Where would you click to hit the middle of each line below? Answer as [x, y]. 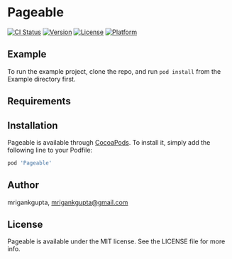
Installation [33, 125]
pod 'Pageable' [30, 163]
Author [23, 185]
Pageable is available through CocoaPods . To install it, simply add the [109, 142]
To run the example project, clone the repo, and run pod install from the [114, 71]
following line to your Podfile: [50, 150]
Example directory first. [42, 79]
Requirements [39, 101]
